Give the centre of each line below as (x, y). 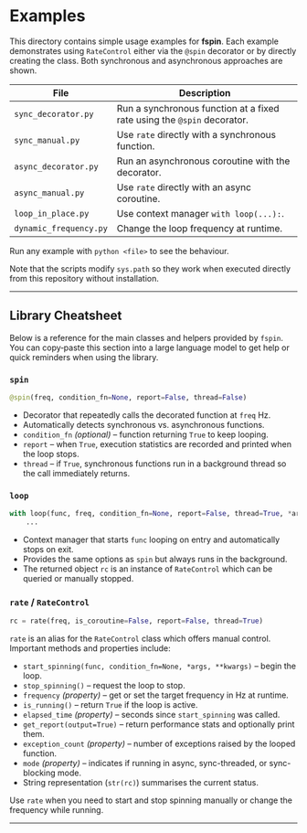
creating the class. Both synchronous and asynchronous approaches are (146, 60)
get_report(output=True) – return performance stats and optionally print (159, 724)
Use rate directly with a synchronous (196, 134)
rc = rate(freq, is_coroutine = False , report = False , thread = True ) (136, 621)
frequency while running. (57, 810)
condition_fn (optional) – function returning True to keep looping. (146, 434)
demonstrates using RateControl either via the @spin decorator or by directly (153, 50)
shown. (23, 70)
